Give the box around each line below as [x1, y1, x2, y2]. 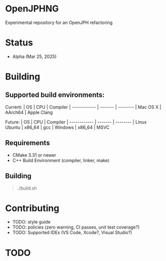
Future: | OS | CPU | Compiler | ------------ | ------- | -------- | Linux [5, 119, 147, 125]
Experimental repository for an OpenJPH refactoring [5, 19, 113, 25]
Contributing [5, 203, 59, 214]
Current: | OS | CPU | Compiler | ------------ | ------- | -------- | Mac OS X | [5, 104, 161, 110]
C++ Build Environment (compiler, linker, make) [12, 157, 109, 163]
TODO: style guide [12, 219, 51, 225]
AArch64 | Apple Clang [5, 109, 53, 115]
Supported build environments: [5, 91, 105, 99]
